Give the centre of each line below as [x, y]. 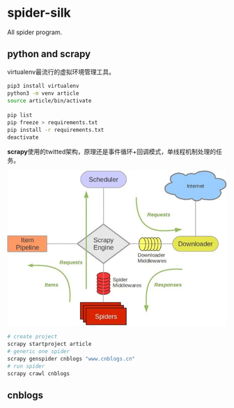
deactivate [23, 137]
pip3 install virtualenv [43, 86]
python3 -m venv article [43, 93]
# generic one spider [39, 352]
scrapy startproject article [49, 344]
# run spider [26, 366]
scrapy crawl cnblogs [39, 373]
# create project [32, 337]
